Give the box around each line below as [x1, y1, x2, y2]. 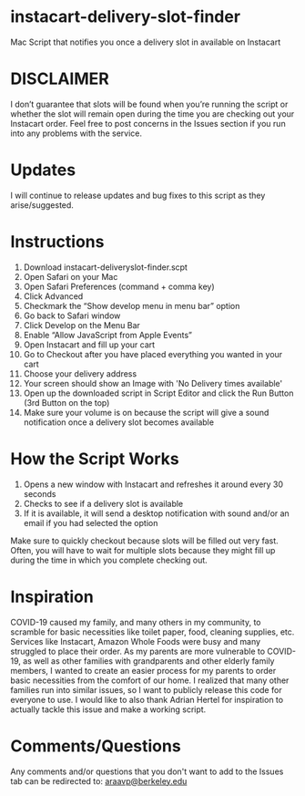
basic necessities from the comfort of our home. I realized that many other [10, 675, 290, 686]
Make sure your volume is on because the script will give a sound [23, 407, 269, 418]
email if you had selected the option [23, 517, 158, 528]
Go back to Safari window [23, 310, 121, 321]
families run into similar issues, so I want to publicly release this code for [10, 684, 282, 695]
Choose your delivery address [23, 367, 137, 379]
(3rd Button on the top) [23, 397, 110, 408]
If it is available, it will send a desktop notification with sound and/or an [23, 508, 290, 519]
